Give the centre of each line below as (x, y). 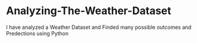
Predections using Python (37, 33)
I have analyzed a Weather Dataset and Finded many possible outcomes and (99, 27)
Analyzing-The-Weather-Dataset (89, 11)
